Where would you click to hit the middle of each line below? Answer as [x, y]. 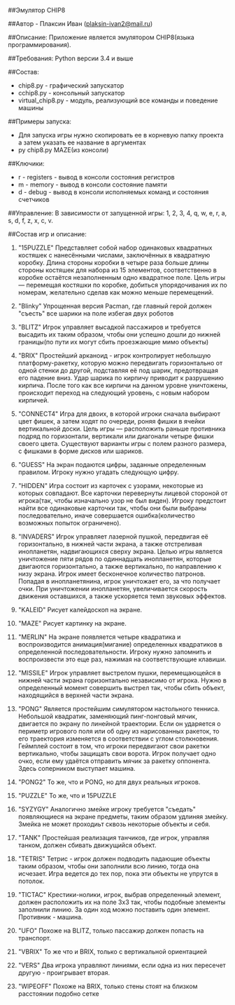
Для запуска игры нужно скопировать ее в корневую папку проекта [121, 135]
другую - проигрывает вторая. [64, 973]
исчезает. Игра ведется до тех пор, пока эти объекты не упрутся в [118, 874]
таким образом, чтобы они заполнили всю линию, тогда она [108, 866]
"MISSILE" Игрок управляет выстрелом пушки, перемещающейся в [119, 673]
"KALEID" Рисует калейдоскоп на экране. [80, 610]
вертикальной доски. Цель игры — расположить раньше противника [122, 429]
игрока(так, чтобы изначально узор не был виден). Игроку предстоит [122, 500]
